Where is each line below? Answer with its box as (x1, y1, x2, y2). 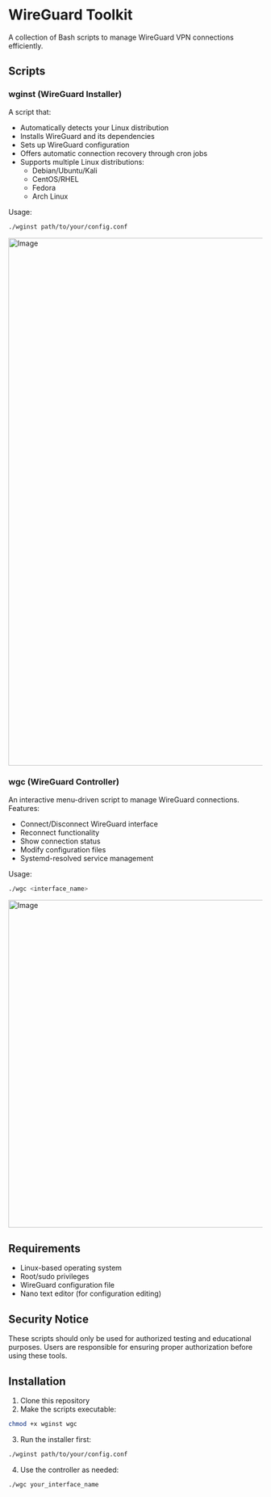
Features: (8, 803, 40, 813)
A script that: (8, 107, 52, 116)
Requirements (8, 1242, 81, 1255)
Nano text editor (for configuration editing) (19, 1289, 162, 1298)
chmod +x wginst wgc (8, 1420, 78, 1428)
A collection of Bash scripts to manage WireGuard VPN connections (8, 32, 234, 42)
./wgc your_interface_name (8, 1480, 99, 1488)
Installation (8, 1374, 66, 1388)
